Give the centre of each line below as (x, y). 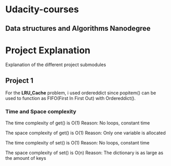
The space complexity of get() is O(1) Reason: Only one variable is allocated (85, 133)
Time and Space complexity (41, 112)
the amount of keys (26, 158)
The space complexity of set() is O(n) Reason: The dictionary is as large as (84, 153)
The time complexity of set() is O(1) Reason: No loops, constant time (78, 142)
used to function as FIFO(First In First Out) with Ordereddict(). (71, 98)
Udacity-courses (42, 9)
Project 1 (19, 80)
